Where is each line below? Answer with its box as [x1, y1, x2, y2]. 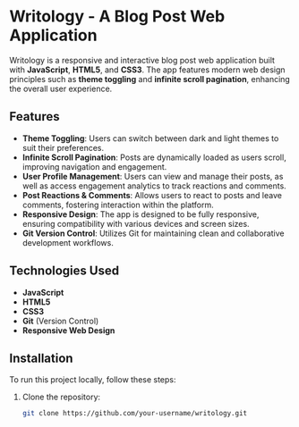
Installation [9, 350, 73, 365]
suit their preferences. [21, 142, 105, 153]
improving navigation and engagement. [21, 161, 167, 172]
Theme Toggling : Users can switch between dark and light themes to [21, 132, 279, 144]
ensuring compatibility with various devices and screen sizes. [21, 218, 250, 229]
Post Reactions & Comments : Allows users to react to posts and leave [21, 189, 282, 200]
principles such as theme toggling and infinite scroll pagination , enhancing [9, 73, 291, 84]
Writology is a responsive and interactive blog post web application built [9, 54, 276, 65]
